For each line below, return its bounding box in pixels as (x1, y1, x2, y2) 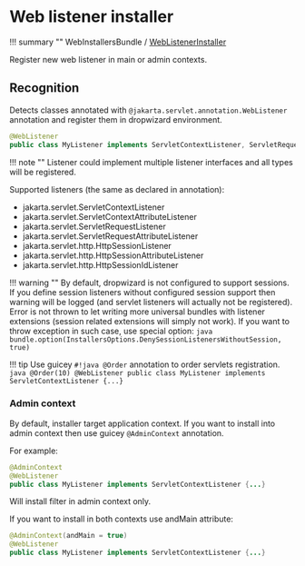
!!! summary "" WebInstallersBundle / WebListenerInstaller (9, 36, 227, 47)
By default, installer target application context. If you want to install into (9, 418, 276, 429)
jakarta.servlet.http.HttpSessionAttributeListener (22, 250, 204, 261)
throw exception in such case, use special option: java (9, 325, 213, 336)
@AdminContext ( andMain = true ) (9, 531, 128, 541)
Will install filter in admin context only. (9, 496, 152, 507)
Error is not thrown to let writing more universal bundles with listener (9, 306, 266, 317)
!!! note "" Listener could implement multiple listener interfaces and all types (9, 156, 293, 167)
